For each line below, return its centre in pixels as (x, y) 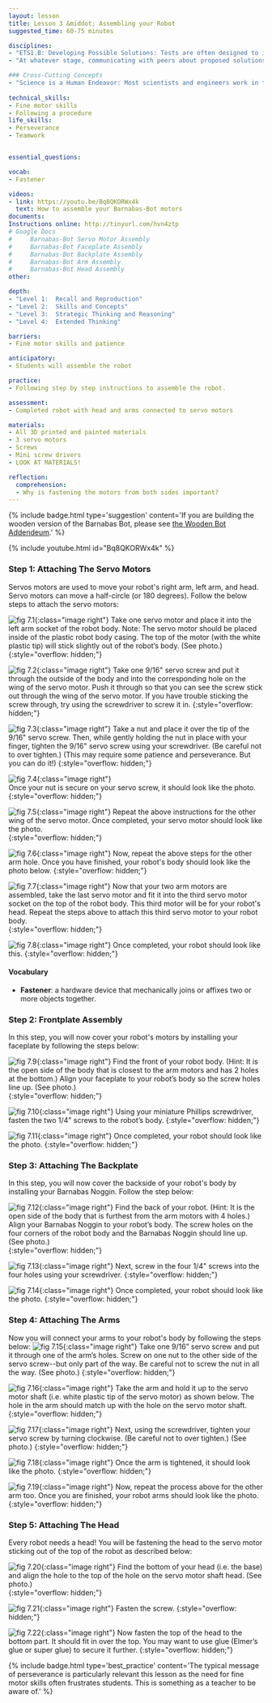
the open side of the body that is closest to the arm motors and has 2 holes (134, 1070)
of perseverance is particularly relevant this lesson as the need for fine (126, 1674)
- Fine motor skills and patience (67, 344)
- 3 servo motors (38, 440)
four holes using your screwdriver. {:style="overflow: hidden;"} (113, 1275)
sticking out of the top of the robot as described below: (100, 1551)
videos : (21, 194)
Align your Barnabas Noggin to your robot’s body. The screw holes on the (131, 1225)
